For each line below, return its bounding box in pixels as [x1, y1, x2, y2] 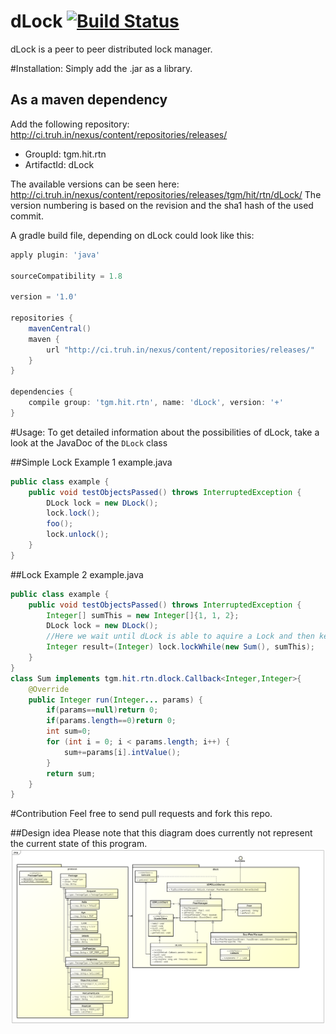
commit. [10, 210, 44, 222]
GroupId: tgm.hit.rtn [24, 148, 107, 160]
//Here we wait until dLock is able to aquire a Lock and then [46, 631, 315, 642]
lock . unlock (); [46, 530, 110, 540]
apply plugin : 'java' [10, 250, 101, 260]
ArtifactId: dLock [24, 158, 95, 170]
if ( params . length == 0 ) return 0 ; [46, 716, 177, 726]
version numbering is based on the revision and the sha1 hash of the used [10, 199, 314, 211]
